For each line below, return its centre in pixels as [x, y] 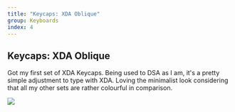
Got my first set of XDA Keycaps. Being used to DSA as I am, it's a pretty [114, 73]
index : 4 [20, 27]
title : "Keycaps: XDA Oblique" [54, 14]
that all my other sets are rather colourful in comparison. [90, 88]
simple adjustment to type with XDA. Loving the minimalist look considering [118, 80]
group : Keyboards [33, 21]
